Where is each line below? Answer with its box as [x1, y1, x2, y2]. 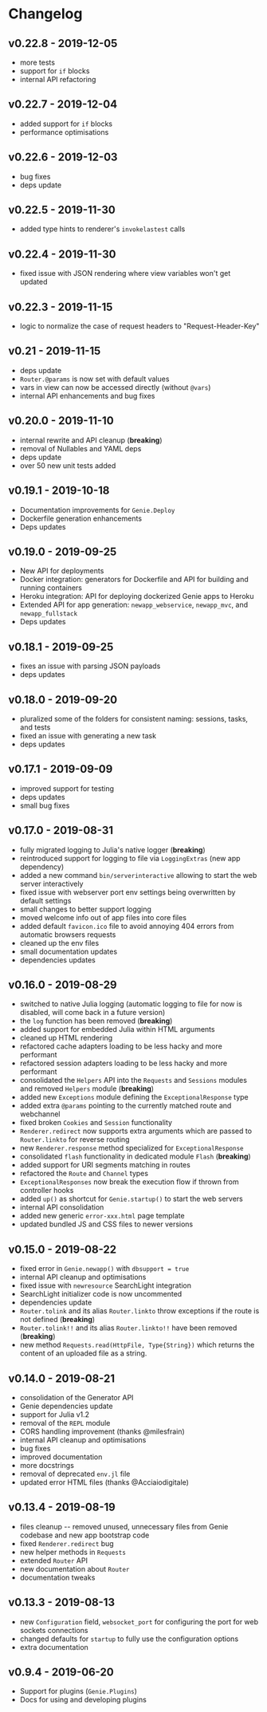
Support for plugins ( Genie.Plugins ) [19, 1686, 138, 1696]
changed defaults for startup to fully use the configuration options [19, 1634, 239, 1643]
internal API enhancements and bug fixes [19, 391, 155, 400]
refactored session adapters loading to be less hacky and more [19, 1058, 228, 1069]
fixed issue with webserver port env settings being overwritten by [19, 887, 236, 897]
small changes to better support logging [19, 904, 151, 914]
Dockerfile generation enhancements [19, 514, 142, 523]
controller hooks [19, 1186, 74, 1195]
